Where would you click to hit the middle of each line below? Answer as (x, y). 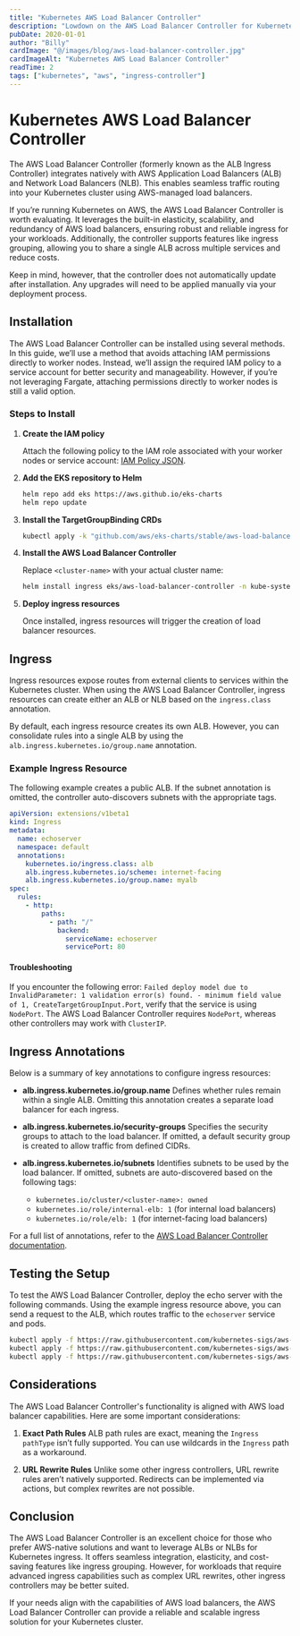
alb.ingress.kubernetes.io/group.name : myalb (112, 881)
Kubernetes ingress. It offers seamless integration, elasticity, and (129, 1557)
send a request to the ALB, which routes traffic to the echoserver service (142, 1314)
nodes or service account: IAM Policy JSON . (104, 460)
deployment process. (48, 294)
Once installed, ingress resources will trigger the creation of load (141, 621)
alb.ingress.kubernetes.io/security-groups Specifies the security (145, 1127)
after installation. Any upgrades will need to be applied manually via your (143, 284)
